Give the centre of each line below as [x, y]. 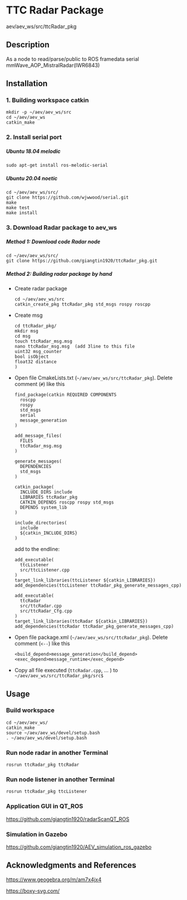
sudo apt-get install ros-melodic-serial [57, 165]
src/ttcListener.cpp [45, 570]
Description [28, 45]
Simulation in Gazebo [37, 834]
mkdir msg [27, 331]
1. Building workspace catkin [47, 100]
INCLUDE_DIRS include [46, 492]
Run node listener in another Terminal [60, 779]
